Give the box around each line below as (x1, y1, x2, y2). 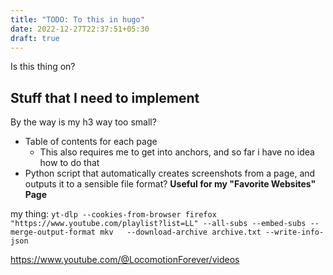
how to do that (39, 157, 100, 169)
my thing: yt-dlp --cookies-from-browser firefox (10, 208, 217, 220)
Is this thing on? (10, 61, 76, 73)
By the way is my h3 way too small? (10, 116, 157, 128)
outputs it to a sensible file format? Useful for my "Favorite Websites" (24, 178, 317, 190)
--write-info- (265, 227, 325, 238)
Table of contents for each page (24, 136, 158, 148)
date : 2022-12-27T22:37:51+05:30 (10, 24, 150, 34)
